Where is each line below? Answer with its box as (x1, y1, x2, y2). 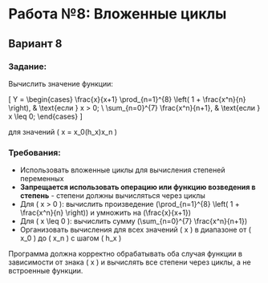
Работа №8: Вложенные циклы (8, 5, 227, 23)
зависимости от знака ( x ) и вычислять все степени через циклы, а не (8, 257, 251, 267)
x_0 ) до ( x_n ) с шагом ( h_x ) (19, 233, 122, 243)
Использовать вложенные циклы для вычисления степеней (19, 165, 225, 175)
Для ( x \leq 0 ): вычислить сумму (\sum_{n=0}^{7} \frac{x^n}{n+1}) (19, 216, 247, 226)
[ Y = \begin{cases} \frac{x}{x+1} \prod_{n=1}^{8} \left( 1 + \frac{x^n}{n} (8, 94, 246, 104)
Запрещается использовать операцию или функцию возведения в (19, 182, 256, 192)
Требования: (8, 147, 62, 158)
